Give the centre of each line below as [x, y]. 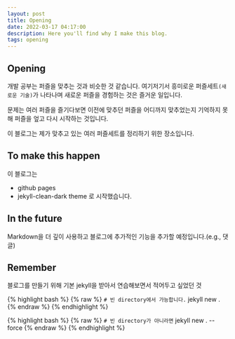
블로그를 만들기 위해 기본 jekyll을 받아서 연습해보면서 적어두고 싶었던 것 [105, 286]
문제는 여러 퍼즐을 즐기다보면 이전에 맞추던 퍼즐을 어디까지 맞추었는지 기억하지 [114, 109]
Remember [32, 267]
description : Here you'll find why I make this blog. [88, 33]
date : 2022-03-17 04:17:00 [47, 27]
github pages [36, 187]
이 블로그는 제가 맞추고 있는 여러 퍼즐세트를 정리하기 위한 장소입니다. [101, 133]
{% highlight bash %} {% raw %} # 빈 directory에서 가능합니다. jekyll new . [114, 300]
